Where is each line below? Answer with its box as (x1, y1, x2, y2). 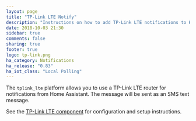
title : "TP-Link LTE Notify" (6, 14, 77, 20)
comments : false (6, 36, 45, 42)
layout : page (6, 8, 38, 15)
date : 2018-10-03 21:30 (6, 25, 64, 31)
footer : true (6, 47, 38, 53)
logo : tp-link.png (6, 52, 51, 58)
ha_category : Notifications (6, 57, 75, 63)
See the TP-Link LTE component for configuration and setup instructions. (6, 108, 182, 115)
